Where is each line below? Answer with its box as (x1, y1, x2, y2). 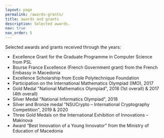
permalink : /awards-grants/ (5, 12, 64, 17)
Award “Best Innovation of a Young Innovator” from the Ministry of (12, 123, 149, 129)
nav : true (5, 26, 26, 31)
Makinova (12, 118, 33, 123)
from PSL (12, 59, 32, 65)
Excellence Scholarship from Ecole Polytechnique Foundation (12, 75, 139, 81)
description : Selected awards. (5, 21, 70, 26)
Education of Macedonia (12, 128, 63, 134)
